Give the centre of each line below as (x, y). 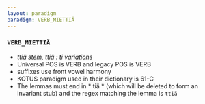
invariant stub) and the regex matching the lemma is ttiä (97, 93)
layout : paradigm (32, 13)
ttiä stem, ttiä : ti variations (55, 57)
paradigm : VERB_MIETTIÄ (41, 20)
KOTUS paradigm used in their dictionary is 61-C (85, 79)
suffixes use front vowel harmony (64, 71)
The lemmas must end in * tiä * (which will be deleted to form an (107, 86)
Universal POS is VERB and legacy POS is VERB (84, 64)
